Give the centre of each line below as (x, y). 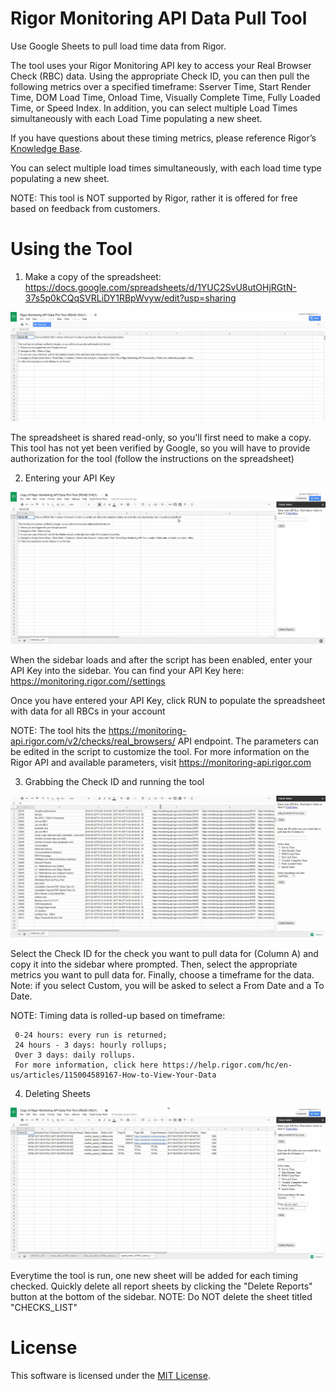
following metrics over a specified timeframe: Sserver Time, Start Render (161, 86)
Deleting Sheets (57, 1094)
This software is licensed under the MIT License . (110, 1375)
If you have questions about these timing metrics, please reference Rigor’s (163, 138)
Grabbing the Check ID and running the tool (114, 781)
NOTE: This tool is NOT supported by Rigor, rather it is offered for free (154, 198)
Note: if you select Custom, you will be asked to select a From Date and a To (167, 986)
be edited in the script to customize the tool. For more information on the (160, 751)
